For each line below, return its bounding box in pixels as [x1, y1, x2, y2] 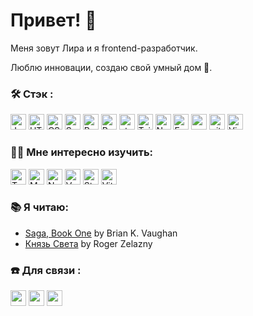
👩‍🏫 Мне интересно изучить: [10, 145, 154, 159]
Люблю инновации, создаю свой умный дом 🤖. [10, 61, 213, 73]
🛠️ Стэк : [10, 87, 54, 101]
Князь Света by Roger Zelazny [24, 237, 153, 249]
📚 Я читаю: [10, 200, 69, 214]
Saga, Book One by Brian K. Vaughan [24, 227, 178, 239]
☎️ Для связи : [10, 263, 82, 277]
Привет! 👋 [10, 9, 97, 32]
